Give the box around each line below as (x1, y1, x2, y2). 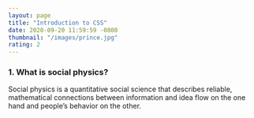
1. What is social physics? (8, 67, 109, 78)
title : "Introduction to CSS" (8, 19, 108, 27)
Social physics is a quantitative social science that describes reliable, (8, 84, 233, 94)
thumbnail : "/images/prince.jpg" (8, 33, 118, 42)
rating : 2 (8, 41, 41, 49)
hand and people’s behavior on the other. (8, 101, 142, 111)
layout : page (8, 11, 51, 20)
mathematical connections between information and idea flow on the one (8, 93, 246, 102)
